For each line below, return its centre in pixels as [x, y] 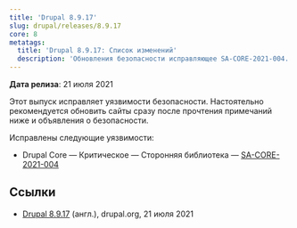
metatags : [28, 42]
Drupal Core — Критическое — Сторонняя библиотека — [130, 155]
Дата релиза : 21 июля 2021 [61, 84]
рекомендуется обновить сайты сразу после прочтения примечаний [141, 111]
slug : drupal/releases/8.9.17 [66, 26]
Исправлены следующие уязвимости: [82, 138]
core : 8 [24, 34]
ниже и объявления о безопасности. [79, 120]
